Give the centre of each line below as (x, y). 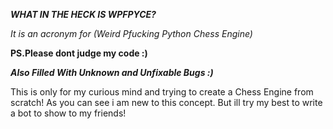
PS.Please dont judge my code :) (79, 53)
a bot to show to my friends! (68, 113)
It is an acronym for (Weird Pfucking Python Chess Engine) (131, 33)
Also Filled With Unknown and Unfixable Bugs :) (112, 72)
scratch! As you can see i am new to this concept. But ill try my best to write (166, 102)
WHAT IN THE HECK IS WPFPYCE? (83, 14)
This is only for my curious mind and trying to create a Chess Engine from (162, 92)
